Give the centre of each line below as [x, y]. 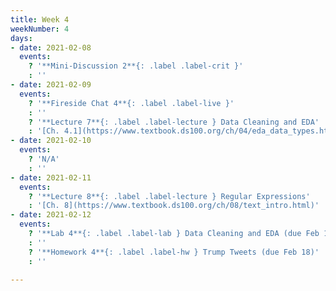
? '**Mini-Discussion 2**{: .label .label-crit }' [136, 66]
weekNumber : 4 [40, 29]
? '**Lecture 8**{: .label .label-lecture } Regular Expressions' [169, 196]
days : [21, 38]
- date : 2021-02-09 [51, 85]
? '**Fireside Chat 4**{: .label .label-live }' [131, 103]
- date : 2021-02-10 [51, 141]
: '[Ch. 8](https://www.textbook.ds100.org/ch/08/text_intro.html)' [174, 206]
